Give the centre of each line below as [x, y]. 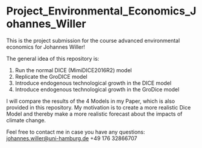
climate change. [26, 120]
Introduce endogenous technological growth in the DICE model [93, 83]
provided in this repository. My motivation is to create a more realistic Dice [99, 107]
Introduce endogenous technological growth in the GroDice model [97, 89]
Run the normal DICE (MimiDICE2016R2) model [73, 70]
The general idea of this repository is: [53, 58]
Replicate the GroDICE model [51, 76]
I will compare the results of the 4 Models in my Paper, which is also [91, 101]
